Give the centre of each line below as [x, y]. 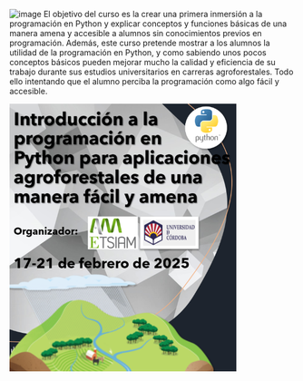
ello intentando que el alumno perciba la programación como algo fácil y [144, 81]
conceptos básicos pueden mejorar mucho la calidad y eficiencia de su [143, 62]
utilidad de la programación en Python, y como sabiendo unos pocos [138, 53]
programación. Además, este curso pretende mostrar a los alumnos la [140, 43]
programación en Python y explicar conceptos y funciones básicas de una [148, 24]
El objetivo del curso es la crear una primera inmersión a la [153, 14]
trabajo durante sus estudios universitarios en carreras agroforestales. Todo [151, 72]
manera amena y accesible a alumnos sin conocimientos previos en [136, 33]
